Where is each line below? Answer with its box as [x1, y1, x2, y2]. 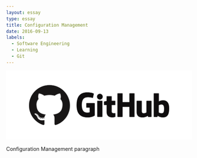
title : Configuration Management [6, 22, 88, 28]
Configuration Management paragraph [6, 146, 100, 153]
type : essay [6, 15, 35, 22]
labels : [6, 34, 25, 41]
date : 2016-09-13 [6, 28, 49, 34]
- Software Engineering [11, 41, 70, 47]
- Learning [11, 47, 38, 53]
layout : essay [6, 9, 41, 15]
